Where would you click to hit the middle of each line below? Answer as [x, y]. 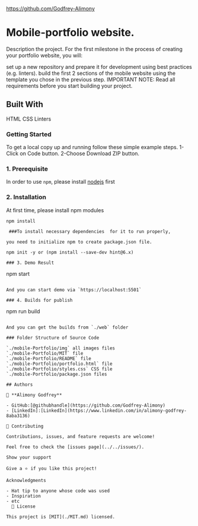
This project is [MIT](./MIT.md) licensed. [61, 516]
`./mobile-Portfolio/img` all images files [61, 348]
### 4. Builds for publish [39, 300]
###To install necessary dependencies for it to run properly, [90, 231]
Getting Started [29, 134]
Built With [25, 104]
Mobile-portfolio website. [70, 33]
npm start [18, 273]
